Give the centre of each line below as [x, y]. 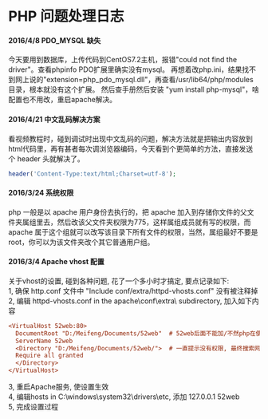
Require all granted [49, 356]
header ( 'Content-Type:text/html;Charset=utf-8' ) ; [93, 174]
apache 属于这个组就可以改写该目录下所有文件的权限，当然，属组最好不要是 [133, 231]
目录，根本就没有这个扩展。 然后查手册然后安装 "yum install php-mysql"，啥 [134, 89]
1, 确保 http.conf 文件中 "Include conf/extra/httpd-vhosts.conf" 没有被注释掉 [133, 291]
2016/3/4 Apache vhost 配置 [57, 262]
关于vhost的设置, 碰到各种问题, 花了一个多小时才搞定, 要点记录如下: [119, 281]
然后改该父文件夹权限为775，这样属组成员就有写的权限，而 [154, 222]
